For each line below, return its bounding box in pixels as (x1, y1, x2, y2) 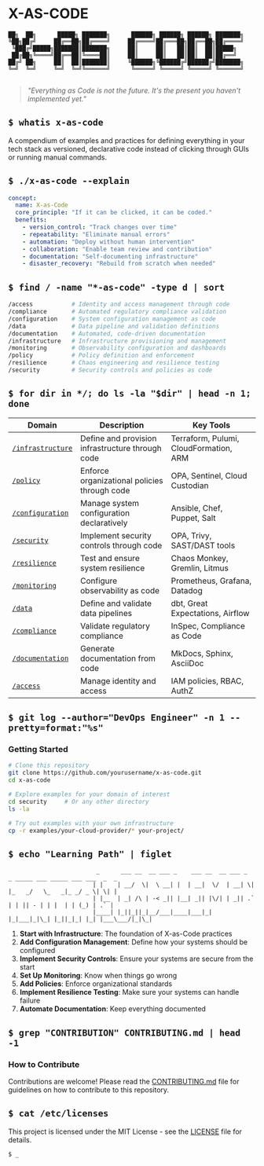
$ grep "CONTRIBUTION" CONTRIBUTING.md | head (8, 1027, 241, 1038)
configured (19, 946, 56, 955)
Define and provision (79, 433, 157, 444)
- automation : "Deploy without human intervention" (22, 237, 195, 246)
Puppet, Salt (170, 512, 216, 523)
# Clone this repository (8, 761, 90, 770)
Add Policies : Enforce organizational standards (19, 979, 173, 988)
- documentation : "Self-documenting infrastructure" (22, 252, 199, 260)
